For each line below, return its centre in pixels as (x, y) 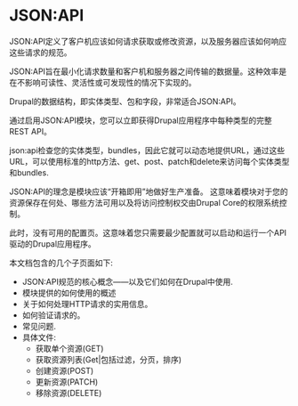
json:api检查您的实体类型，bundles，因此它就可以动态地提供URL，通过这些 (147, 150)
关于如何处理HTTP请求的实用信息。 (87, 304)
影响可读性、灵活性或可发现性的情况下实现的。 (110, 82)
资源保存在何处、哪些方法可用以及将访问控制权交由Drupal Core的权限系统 (145, 202)
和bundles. (29, 172)
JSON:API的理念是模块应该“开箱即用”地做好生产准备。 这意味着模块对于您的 (149, 191)
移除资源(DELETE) (68, 393)
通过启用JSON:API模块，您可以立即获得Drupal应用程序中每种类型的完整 (141, 120)
